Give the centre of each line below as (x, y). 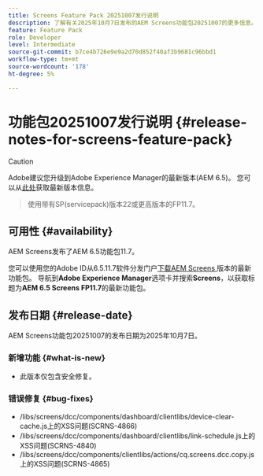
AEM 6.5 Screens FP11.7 (62, 288)
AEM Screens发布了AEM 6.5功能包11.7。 (74, 252)
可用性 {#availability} (61, 231)
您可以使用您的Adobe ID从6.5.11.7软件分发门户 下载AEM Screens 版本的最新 (130, 268)
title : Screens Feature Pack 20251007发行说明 (83, 15)
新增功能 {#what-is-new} (57, 358)
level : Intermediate (42, 45)
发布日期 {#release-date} (70, 315)
